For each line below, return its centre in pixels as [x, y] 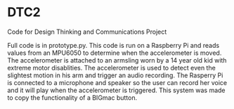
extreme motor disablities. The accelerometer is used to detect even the [111, 68]
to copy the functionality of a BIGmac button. [72, 97]
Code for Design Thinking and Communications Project [87, 32]
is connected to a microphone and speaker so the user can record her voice [117, 82]
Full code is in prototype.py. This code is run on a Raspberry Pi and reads [113, 45]
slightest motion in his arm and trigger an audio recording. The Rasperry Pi [115, 75]
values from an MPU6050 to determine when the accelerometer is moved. [115, 53]
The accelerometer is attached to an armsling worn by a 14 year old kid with [117, 60]
